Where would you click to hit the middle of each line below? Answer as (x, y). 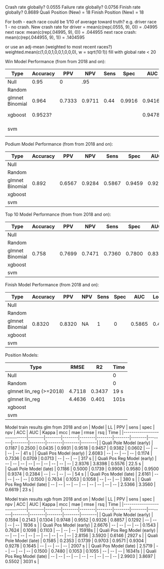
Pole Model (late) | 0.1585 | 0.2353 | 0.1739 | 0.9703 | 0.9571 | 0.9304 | (76, 541)
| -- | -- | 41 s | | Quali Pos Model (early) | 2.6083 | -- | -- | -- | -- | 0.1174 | (79, 453)
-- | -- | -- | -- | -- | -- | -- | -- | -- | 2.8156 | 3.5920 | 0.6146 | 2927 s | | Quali (82, 535)
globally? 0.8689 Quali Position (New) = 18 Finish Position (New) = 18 (74, 12)
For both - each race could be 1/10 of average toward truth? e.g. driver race (81, 22)
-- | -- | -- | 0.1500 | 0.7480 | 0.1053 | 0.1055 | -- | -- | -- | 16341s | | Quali (83, 551)
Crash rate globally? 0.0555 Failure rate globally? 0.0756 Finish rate (73, 7)
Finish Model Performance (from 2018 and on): (52, 285)
